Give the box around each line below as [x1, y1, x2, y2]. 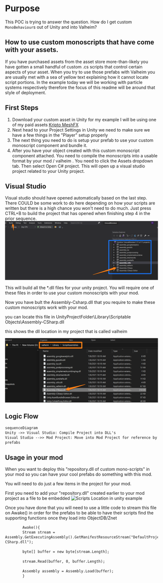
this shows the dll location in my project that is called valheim [5, 329, 128, 334]
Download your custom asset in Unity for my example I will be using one [12, 117, 157, 122]
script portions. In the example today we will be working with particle [5, 79, 143, 85]
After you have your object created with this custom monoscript [12, 148, 140, 153]
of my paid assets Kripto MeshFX [12, 122, 79, 128]
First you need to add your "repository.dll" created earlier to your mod [5, 490, 145, 496]
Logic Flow [5, 412, 39, 420]
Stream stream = [22, 530, 55, 535]
